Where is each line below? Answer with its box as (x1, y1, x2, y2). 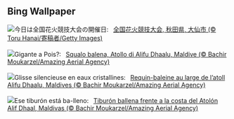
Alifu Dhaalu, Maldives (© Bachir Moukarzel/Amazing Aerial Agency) (7, 80, 206, 89)
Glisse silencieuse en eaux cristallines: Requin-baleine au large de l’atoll (14, 73, 226, 81)
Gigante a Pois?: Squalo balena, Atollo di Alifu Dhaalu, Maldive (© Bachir (14, 50, 227, 58)
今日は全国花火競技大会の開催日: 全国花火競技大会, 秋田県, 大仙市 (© (14, 24, 216, 34)
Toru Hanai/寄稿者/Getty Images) (7, 34, 103, 42)
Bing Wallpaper (7, 6, 76, 17)
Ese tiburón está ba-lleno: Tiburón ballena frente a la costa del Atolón (14, 96, 219, 104)
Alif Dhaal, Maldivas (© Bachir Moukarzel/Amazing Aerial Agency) (7, 104, 199, 112)
